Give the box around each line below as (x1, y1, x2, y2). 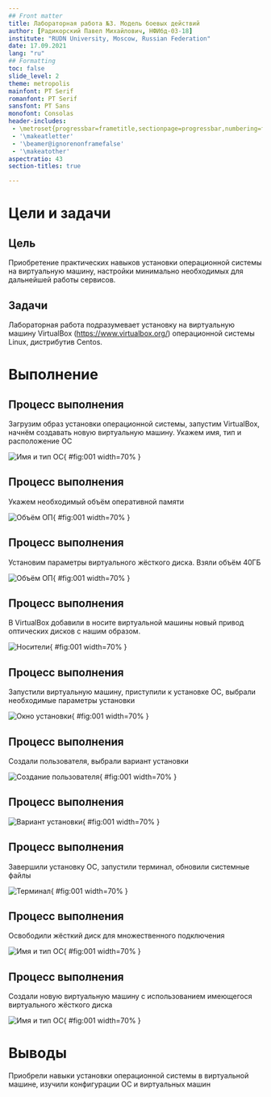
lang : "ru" (8, 49, 45, 57)
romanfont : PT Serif (8, 95, 78, 103)
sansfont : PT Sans (8, 102, 70, 110)
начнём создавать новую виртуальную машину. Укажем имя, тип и (8, 427, 242, 437)
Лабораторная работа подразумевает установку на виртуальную (8, 320, 236, 329)
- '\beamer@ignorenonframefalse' (11, 139, 125, 148)
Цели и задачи (8, 204, 111, 222)
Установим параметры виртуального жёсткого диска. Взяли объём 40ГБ (8, 557, 261, 567)
